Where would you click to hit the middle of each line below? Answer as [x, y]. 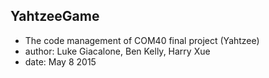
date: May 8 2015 [60, 61]
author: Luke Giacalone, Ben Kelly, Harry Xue [117, 51]
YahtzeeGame [55, 16]
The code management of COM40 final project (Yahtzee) [142, 40]
